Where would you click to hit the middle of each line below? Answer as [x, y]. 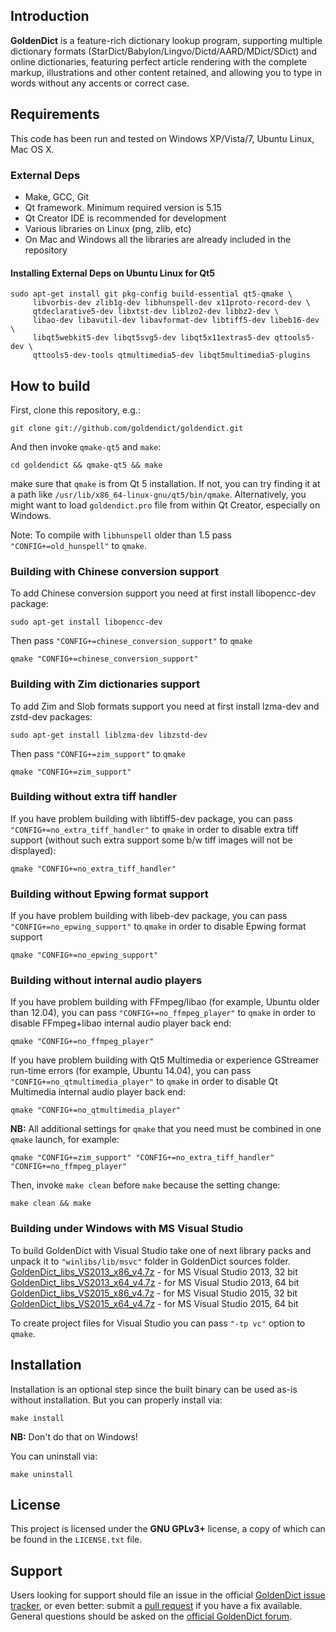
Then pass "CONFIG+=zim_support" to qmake [98, 753]
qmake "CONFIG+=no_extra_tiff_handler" [93, 869]
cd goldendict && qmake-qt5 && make [86, 465]
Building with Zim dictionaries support [105, 684]
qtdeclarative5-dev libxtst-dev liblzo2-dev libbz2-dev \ [156, 312]
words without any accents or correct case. [100, 83]
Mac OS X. [32, 149]
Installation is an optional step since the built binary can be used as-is [154, 1389]
